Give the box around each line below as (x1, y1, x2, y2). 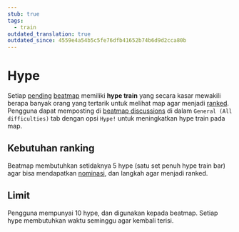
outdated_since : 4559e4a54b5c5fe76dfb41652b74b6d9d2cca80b (7, 37, 187, 44)
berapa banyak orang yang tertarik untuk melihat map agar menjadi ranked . (7, 99, 230, 108)
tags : (7, 17, 24, 24)
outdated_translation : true (7, 30, 91, 38)
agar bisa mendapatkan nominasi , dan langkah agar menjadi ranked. (7, 168, 208, 177)
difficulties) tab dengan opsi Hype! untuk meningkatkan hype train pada (7, 114, 225, 123)
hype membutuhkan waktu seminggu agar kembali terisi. (7, 216, 174, 225)
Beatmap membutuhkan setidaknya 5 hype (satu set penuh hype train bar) (7, 161, 226, 170)
